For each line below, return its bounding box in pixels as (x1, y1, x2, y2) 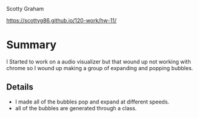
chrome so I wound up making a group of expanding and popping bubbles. (6, 64, 194, 71)
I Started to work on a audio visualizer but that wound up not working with (6, 57, 191, 65)
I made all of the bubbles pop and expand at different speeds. (15, 98, 170, 105)
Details (6, 82, 33, 93)
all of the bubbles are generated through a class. (15, 104, 137, 111)
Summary (6, 38, 56, 52)
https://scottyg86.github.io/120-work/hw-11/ (6, 17, 117, 24)
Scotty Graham (6, 5, 44, 12)
